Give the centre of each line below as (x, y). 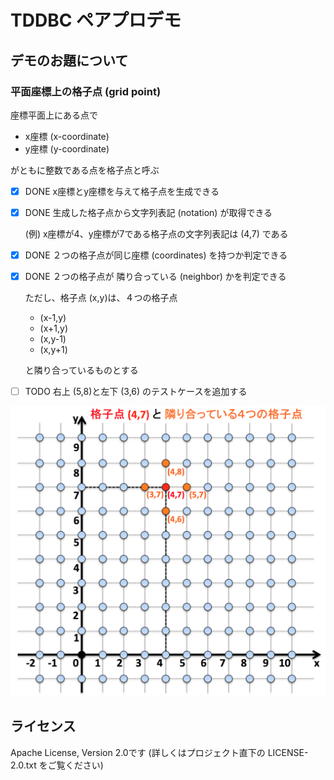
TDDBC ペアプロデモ (96, 20)
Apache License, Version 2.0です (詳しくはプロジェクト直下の (138, 752)
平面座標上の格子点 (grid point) (86, 91)
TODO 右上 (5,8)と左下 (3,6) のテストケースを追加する (136, 392)
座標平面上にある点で (54, 115)
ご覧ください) (75, 765)
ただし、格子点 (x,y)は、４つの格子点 (101, 298)
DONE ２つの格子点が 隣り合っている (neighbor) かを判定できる (155, 277)
